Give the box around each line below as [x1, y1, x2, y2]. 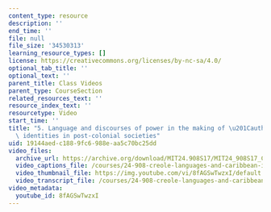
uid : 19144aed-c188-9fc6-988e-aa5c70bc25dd [8, 139, 157, 148]
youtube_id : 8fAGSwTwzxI [15, 191, 99, 200]
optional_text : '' [8, 72, 70, 80]
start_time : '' [8, 117, 60, 125]
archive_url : [15, 154, 60, 162]
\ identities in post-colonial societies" [15, 131, 161, 139]
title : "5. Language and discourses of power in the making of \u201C [8, 124, 251, 132]
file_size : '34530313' [8, 42, 85, 50]
